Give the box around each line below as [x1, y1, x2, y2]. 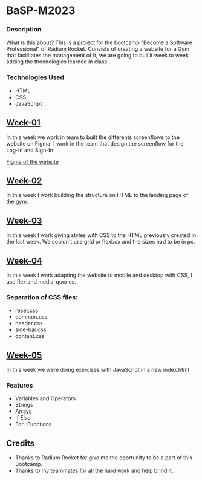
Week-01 [6, 117, 41, 128]
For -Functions [15, 421, 52, 428]
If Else [15, 414, 31, 421]
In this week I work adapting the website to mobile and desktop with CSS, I [6, 271, 192, 279]
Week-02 [6, 175, 42, 186]
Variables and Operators [15, 395, 76, 402]
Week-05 [6, 350, 42, 360]
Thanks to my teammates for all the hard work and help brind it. [15, 467, 174, 475]
